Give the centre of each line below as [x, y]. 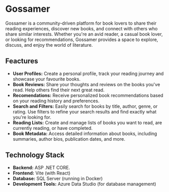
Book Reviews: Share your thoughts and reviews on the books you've [86, 84]
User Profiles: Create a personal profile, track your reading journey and [88, 73]
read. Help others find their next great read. [59, 90]
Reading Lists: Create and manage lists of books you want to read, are [87, 122]
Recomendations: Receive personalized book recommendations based [88, 95]
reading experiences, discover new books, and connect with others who [81, 28]
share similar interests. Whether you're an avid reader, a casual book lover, [84, 34]
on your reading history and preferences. [56, 101]
